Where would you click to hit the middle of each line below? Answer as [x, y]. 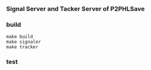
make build [20, 37]
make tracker [22, 47]
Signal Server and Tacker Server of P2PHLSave [75, 9]
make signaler [24, 42]
